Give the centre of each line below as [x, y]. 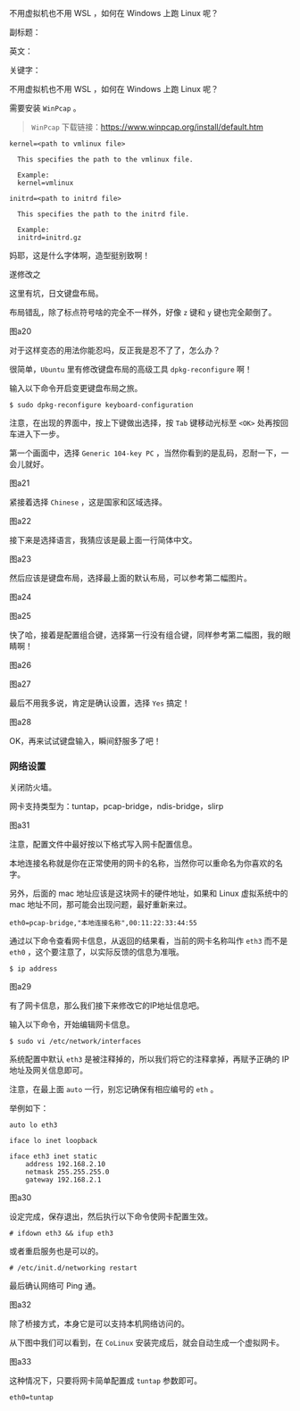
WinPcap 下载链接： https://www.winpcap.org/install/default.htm [147, 127]
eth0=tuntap [31, 1398]
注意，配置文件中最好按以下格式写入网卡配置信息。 [103, 844]
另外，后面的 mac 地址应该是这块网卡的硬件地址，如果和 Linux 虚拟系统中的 [149, 893]
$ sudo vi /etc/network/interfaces [75, 1042]
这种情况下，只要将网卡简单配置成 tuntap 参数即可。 [106, 1381]
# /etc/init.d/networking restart [74, 1268]
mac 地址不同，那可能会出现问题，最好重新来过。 [100, 905]
